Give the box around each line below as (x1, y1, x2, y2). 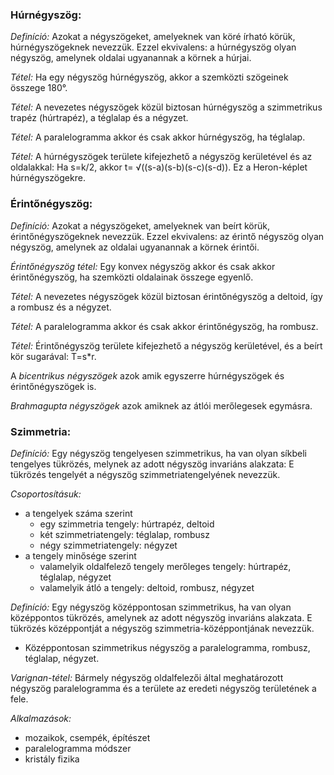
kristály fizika (24, 753, 80, 765)
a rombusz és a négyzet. (10, 301, 112, 313)
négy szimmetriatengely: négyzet (39, 539, 178, 551)
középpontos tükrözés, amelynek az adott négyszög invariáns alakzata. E (10, 611, 313, 623)
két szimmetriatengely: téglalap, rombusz (39, 528, 210, 540)
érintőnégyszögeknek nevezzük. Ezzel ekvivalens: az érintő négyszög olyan (10, 230, 325, 242)
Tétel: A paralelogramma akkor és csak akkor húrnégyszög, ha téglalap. (10, 131, 306, 143)
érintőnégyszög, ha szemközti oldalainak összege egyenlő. (10, 271, 254, 283)
